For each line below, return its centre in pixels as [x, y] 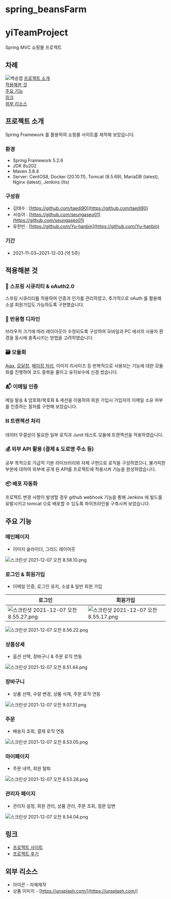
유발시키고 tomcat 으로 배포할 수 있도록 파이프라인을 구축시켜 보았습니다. [78, 504]
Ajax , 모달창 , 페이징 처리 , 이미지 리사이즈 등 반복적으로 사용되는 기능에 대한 [80, 366]
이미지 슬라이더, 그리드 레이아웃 [44, 549]
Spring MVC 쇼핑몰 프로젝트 [34, 47]
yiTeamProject [37, 33]
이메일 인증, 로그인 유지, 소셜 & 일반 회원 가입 [58, 586]
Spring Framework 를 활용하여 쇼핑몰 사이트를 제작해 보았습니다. [70, 134]
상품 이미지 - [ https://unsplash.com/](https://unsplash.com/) [75, 891]
